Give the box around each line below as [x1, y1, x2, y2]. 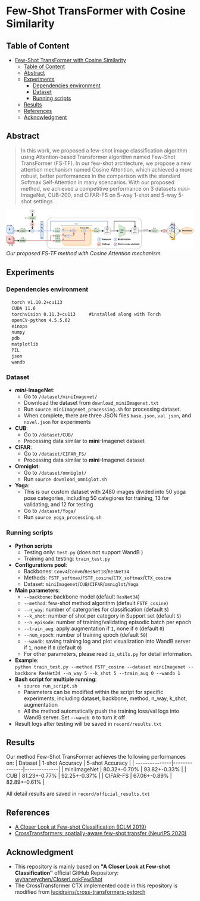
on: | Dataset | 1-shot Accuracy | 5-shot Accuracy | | [6, 759, 135, 766]
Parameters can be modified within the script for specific [23, 688, 164, 695]
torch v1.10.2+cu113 [11, 299, 62, 306]
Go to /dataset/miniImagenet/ [23, 393, 98, 400]
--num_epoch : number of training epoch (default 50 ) [23, 631, 148, 638]
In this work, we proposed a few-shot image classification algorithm [20, 146, 187, 154]
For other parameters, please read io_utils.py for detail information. [23, 650, 193, 657]
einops [11, 323, 28, 329]
